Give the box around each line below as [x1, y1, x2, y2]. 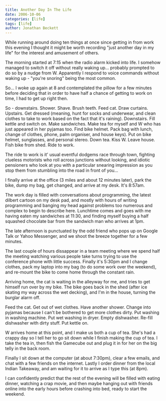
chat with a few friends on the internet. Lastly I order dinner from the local [5, 360, 156, 366]
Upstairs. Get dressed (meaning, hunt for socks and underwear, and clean [5, 110, 156, 117]
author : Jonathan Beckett [5, 26, 58, 31]
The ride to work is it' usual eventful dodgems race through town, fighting [5, 152, 155, 158]
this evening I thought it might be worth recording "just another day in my [5, 45, 154, 51]
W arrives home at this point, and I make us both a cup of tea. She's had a [5, 330, 156, 335]
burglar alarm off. [5, 295, 41, 301]
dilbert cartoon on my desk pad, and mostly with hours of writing [5, 197, 137, 203]
